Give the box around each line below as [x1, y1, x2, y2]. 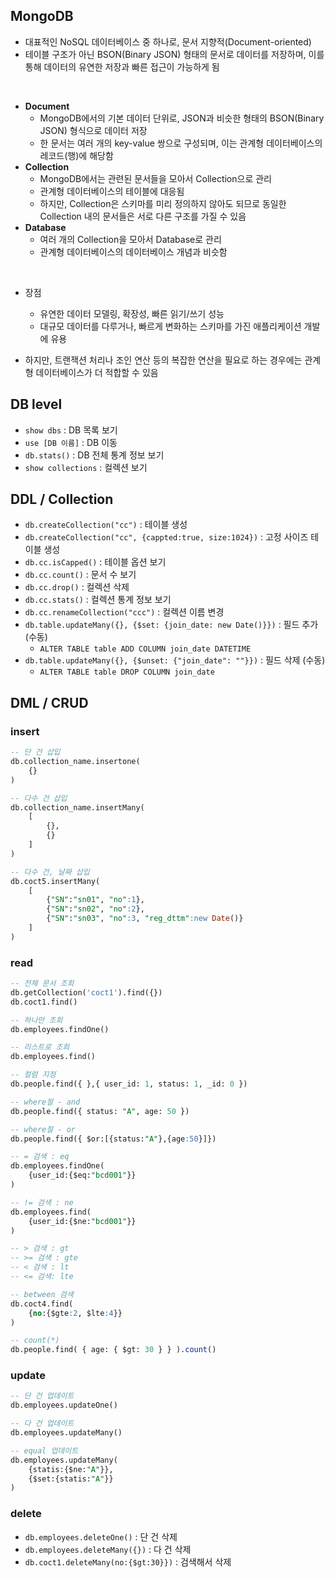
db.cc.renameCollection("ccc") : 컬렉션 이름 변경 [24, 606, 225, 618]
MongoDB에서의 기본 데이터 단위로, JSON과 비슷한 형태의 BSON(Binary [39, 112, 325, 124]
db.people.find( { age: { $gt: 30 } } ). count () [10, 1345, 217, 1355]
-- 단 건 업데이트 [10, 1391, 75, 1401]
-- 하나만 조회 [10, 1015, 63, 1025]
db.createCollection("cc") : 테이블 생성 [24, 519, 188, 531]
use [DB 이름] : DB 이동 [24, 436, 118, 448]
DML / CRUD [10, 694, 89, 711]
